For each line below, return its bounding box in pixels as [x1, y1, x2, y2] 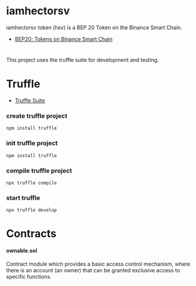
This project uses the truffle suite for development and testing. [6, 57, 159, 64]
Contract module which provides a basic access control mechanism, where [6, 260, 191, 268]
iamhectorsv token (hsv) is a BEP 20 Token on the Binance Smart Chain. [6, 24, 182, 31]
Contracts [6, 227, 57, 241]
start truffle [6, 194, 40, 202]
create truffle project [6, 111, 68, 120]
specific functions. [6, 273, 52, 280]
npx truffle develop [6, 207, 58, 213]
